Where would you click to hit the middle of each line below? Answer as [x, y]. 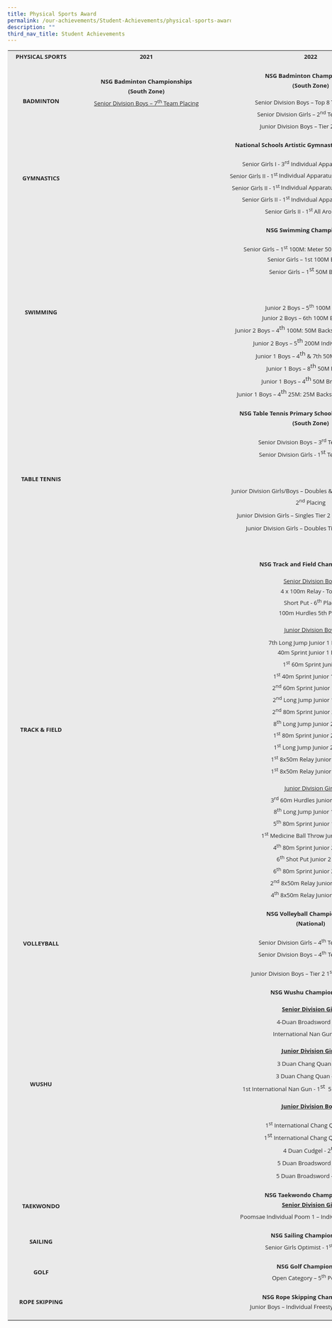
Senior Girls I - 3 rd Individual [280, 163]
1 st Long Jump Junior [301, 747]
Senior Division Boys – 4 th [292, 954]
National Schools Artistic [271, 145]
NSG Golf [289, 1266]
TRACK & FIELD [41, 729]
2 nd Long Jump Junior [301, 699]
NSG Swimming [288, 230]
